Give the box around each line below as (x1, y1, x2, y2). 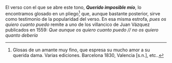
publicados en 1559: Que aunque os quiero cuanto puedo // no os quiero (5, 26, 159, 33)
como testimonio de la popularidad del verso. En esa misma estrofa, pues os (5, 16, 166, 22)
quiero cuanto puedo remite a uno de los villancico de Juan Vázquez (5, 21, 150, 27)
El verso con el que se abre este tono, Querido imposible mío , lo (5, 5, 142, 10)
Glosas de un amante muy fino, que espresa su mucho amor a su (12, 47, 150, 53)
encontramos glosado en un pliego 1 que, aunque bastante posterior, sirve (5, 10, 160, 17)
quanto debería (5, 32, 38, 38)
